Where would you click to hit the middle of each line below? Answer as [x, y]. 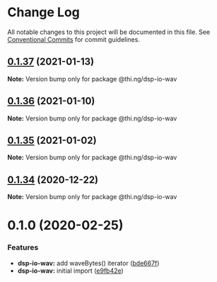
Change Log [43, 12]
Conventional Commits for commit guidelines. [74, 39]
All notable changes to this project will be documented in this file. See [109, 32]
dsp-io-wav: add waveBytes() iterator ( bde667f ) [88, 263]
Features [23, 247]
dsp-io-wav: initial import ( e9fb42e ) [70, 271]
